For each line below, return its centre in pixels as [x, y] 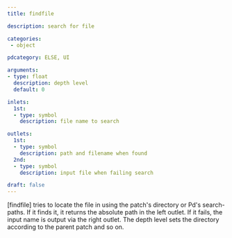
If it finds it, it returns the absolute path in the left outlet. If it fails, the [125, 212]
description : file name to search [69, 121]
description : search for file [51, 26]
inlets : [18, 102]
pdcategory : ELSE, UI [39, 58]
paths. [16, 212]
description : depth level [51, 83]
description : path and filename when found [84, 153]
